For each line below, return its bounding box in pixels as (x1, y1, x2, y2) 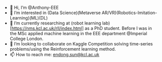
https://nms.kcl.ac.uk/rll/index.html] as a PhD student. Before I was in (11, 25, 152, 31)
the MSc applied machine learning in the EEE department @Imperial (9, 31, 148, 36)
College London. (9, 36, 43, 41)
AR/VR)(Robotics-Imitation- (101, 10, 158, 16)
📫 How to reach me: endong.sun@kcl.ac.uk (9, 52, 99, 57)
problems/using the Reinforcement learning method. (9, 46, 116, 52)
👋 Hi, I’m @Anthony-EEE (9, 5, 59, 10)
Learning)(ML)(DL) (9, 15, 48, 21)
